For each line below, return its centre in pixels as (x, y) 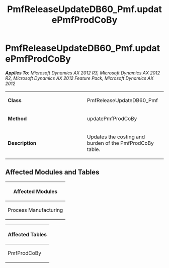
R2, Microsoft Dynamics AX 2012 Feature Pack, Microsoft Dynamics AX (79, 78)
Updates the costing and (116, 137)
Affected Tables (27, 234)
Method (17, 118)
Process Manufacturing (35, 210)
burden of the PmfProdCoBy (121, 143)
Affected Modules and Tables (52, 172)
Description (22, 143)
